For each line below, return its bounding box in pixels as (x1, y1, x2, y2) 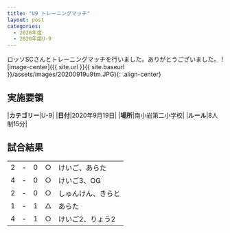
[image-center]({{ (7, 63, 58, 71)
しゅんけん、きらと (58, 188, 121, 198)
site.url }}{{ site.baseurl (58, 63, 125, 71)
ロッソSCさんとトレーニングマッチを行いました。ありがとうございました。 (7, 56, 220, 64)
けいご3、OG (58, 175, 101, 185)
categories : (7, 23, 41, 29)
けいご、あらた (58, 162, 107, 172)
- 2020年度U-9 (13, 36, 51, 42)
